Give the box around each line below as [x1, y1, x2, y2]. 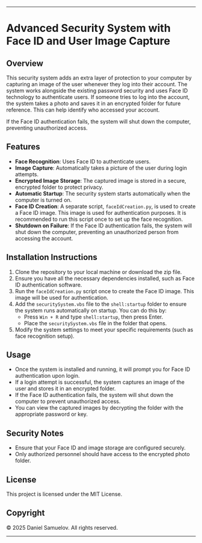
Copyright [6, 508, 45, 518]
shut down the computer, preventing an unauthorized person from [14, 228, 179, 235]
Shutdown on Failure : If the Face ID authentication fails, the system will [14, 221, 192, 229]
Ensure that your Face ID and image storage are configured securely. [14, 444, 186, 451]
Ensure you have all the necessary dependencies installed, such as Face [14, 275, 195, 282]
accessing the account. [14, 235, 73, 242]
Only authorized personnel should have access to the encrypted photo [14, 451, 191, 458]
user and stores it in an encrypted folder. [14, 385, 116, 392]
